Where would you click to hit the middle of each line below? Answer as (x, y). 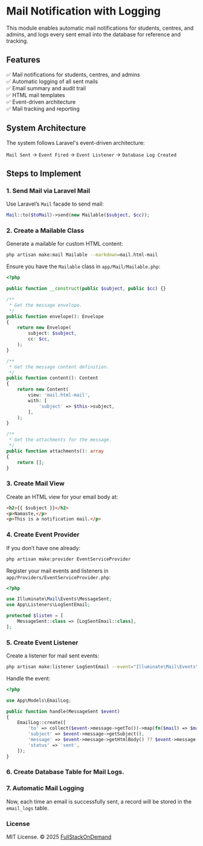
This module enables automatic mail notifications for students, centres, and (100, 28)
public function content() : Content (52, 378)
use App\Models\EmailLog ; (39, 700)
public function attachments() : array (55, 451)
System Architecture (46, 128)
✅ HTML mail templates (36, 95)
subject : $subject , (53, 334)
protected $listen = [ (35, 616)
